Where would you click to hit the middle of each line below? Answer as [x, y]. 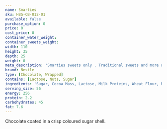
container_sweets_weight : [32, 42]
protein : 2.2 [19, 98]
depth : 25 [15, 56]
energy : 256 [17, 93]
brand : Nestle [20, 70]
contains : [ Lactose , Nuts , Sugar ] [41, 79]
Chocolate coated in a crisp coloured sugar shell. [55, 121]
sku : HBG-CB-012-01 [25, 14]
